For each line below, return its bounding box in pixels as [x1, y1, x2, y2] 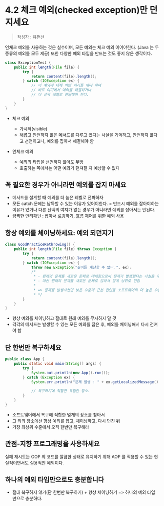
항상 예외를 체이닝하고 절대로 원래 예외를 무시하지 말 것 [12, 315, 117, 321]
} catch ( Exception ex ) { [22, 375, 76, 380]
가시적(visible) [19, 126, 48, 131]
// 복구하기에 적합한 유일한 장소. [31, 388, 90, 394]
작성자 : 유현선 [17, 34, 45, 40]
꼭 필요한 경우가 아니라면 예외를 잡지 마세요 [5, 180, 126, 189]
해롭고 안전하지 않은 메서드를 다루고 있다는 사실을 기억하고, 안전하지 [19, 132, 149, 138]
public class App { [5, 356, 45, 362]
